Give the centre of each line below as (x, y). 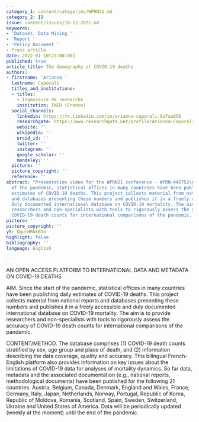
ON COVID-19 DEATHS (34, 276)
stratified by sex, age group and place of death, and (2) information (88, 350)
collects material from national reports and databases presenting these (92, 301)
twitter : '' (31, 144)
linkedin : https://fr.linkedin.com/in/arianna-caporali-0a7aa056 (99, 116)
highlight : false (28, 237)
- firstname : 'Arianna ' (37, 78)
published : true (26, 61)
